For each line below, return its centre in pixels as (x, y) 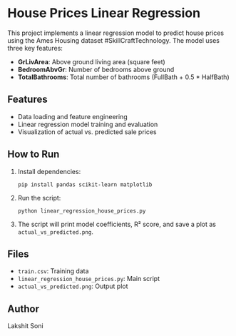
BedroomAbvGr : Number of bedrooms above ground (96, 69)
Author (23, 309)
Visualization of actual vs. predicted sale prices (87, 132)
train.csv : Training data (53, 271)
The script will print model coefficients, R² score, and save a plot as (117, 224)
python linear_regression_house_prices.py (82, 211)
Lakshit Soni (26, 326)
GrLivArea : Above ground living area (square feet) (91, 61)
